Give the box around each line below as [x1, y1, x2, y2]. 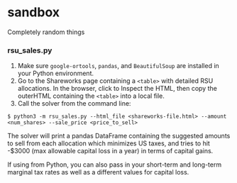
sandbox [7, 4, 60, 21]
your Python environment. [17, 69, 94, 78]
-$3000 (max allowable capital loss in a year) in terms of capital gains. [7, 147, 214, 155]
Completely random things [7, 28, 85, 36]
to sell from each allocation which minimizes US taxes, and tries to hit [7, 139, 211, 148]
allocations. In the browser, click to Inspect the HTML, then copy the [17, 84, 218, 93]
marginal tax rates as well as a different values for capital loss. [7, 168, 189, 177]
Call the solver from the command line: [17, 99, 131, 108]
